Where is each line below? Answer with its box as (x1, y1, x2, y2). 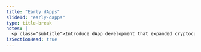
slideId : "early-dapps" (6, 14, 66, 20)
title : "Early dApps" (6, 8, 60, 15)
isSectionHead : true (6, 36, 58, 42)
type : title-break (6, 20, 52, 26)
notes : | (6, 25, 28, 32)
